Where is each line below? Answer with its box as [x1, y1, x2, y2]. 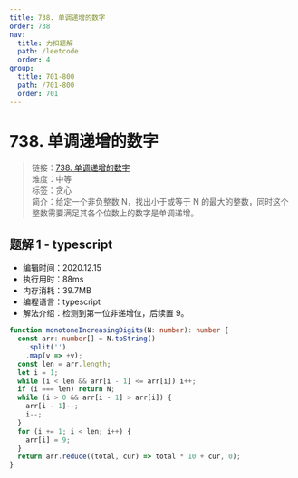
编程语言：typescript [22, 296, 101, 308]
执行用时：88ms [22, 273, 84, 285]
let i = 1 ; [17, 368, 59, 377]
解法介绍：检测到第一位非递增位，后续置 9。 [22, 308, 189, 319]
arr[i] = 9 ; [25, 435, 71, 445]
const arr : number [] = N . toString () [17, 334, 156, 344]
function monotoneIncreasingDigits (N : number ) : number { [9, 326, 229, 335]
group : [9, 64, 34, 73]
